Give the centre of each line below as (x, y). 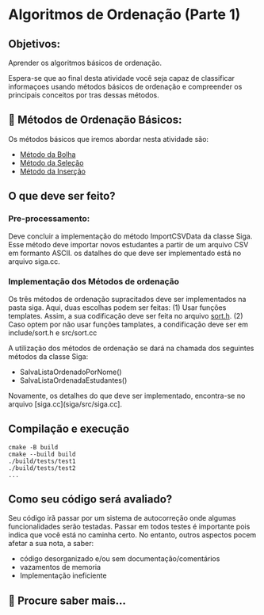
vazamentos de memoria (60, 567)
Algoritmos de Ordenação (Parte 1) (124, 15)
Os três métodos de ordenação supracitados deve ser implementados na (127, 299)
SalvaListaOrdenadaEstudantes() (73, 380)
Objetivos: (34, 44)
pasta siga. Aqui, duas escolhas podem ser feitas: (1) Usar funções (117, 307)
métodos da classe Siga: (48, 356)
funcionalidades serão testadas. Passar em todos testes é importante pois (129, 527)
